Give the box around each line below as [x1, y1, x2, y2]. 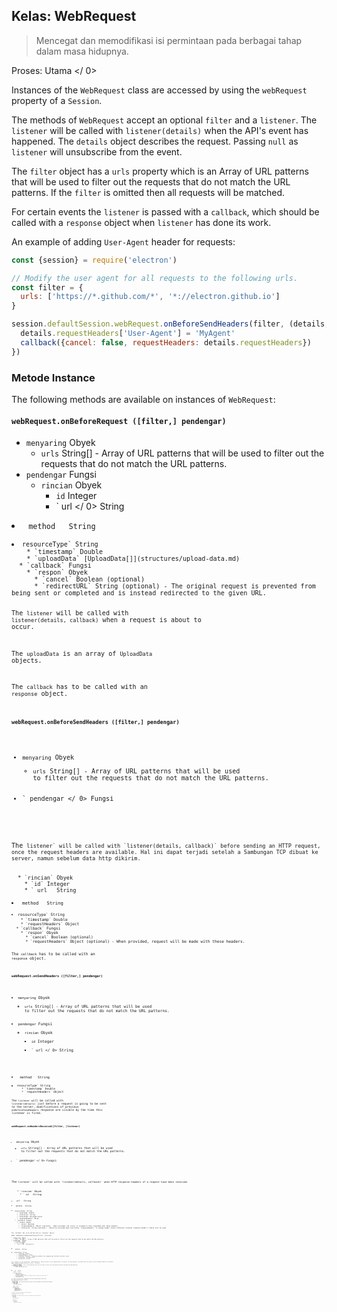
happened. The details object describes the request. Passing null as [11, 135, 299, 147]
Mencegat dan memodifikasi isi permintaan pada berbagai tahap [35, 34, 303, 46]
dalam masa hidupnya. [35, 45, 129, 57]
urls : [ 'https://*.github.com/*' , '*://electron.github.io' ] [20, 292, 281, 302]
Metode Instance [11, 370, 96, 384]
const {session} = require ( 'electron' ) [11, 255, 178, 265]
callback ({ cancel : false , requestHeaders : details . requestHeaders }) [20, 337, 312, 348]
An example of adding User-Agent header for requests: [11, 235, 236, 248]
